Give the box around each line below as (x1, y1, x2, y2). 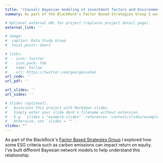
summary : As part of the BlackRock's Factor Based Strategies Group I (5, 12, 151, 17)
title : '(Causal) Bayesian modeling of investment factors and (5, 7, 136, 12)
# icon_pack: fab (5, 60, 47, 66)
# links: (5, 52, 23, 56)
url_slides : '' (5, 88, 36, 92)
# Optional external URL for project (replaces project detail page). (5, 20, 151, 25)
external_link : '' (5, 25, 42, 30)
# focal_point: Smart (5, 43, 51, 48)
